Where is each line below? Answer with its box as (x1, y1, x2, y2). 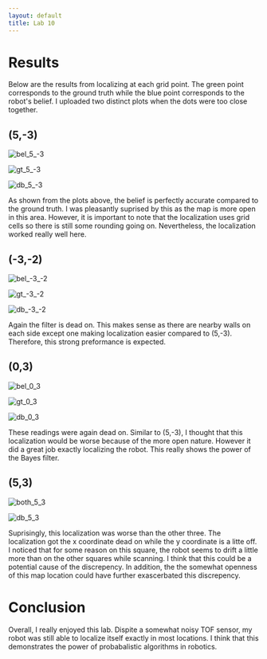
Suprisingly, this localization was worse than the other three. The (8, 528, 222, 538)
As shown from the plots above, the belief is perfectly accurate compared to (8, 196, 259, 206)
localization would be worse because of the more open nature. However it (8, 436, 251, 445)
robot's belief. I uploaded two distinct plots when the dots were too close (8, 96, 248, 106)
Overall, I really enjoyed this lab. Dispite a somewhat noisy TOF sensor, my (8, 625, 253, 634)
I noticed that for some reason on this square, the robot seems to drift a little (8, 545, 259, 555)
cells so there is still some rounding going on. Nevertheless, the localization (8, 221, 257, 231)
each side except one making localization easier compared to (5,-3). (8, 328, 233, 339)
